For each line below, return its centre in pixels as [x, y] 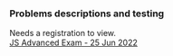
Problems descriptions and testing [87, 14]
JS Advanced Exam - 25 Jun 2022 [74, 42]
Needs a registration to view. [62, 33]
